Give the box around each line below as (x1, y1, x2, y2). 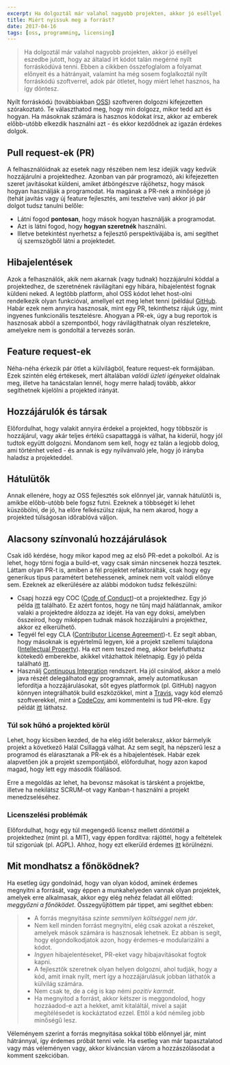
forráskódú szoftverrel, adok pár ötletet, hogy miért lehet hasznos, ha (23, 77, 220, 86)
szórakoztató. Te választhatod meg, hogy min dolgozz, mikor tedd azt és (7, 105, 212, 113)
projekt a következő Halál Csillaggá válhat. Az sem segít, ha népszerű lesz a (7, 743, 221, 752)
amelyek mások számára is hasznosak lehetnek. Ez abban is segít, (34, 928, 222, 937)
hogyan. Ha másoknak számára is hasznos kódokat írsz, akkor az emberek (7, 113, 218, 121)
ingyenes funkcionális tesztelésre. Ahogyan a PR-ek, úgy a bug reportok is (7, 311, 218, 319)
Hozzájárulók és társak (7, 406, 107, 417)
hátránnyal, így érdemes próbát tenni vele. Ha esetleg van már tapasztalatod (7, 1036, 222, 1044)
